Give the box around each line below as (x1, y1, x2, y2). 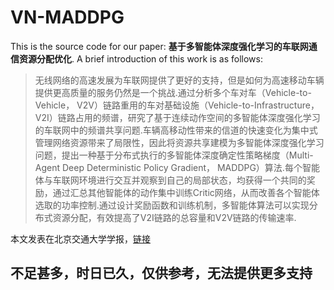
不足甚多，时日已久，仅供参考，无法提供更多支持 (10, 265, 313, 282)
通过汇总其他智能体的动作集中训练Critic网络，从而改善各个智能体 (52, 186, 320, 198)
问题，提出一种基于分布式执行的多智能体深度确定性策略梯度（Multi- (34, 149, 314, 161)
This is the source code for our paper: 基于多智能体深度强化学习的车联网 (10, 40, 309, 52)
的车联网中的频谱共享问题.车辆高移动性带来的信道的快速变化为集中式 (34, 124, 318, 136)
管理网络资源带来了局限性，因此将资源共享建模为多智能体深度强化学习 (34, 136, 325, 148)
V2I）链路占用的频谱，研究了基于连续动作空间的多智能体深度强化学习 (34, 111, 321, 123)
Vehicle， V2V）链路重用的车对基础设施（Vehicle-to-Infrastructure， (34, 99, 320, 111)
